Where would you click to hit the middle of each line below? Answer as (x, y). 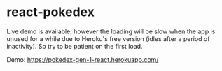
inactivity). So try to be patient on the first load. (75, 46)
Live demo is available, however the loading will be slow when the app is (111, 31)
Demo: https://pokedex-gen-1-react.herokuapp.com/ (83, 59)
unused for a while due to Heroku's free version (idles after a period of (108, 38)
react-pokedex (51, 12)
